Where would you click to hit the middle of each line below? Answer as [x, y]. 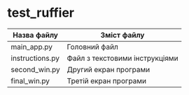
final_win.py [30, 80]
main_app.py [31, 47]
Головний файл [93, 47]
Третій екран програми [107, 80]
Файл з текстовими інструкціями [122, 58]
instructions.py [35, 58]
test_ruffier [41, 13]
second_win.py [36, 69]
